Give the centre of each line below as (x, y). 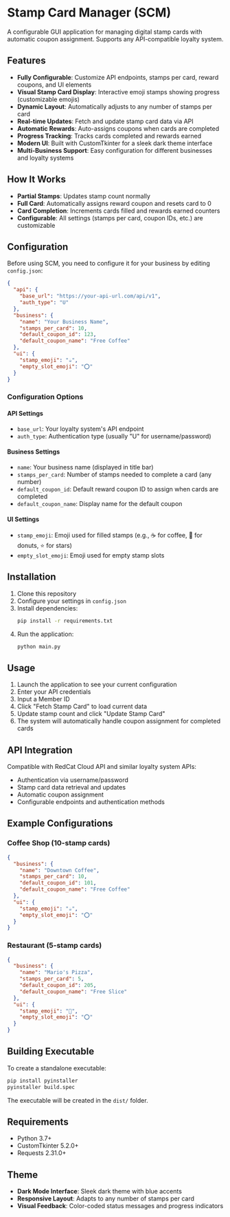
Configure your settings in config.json (72, 601)
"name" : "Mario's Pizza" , (57, 973)
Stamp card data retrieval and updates (71, 787)
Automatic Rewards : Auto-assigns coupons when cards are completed (118, 128)
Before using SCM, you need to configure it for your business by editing (109, 264)
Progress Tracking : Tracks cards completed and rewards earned (109, 136)
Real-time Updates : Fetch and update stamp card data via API (105, 121)
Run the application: (45, 634)
